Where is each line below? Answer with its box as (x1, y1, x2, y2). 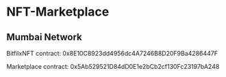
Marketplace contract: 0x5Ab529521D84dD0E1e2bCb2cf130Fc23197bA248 (6, 63, 220, 70)
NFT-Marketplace (6, 4, 110, 20)
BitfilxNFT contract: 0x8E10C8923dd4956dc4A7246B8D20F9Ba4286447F (6, 49, 218, 57)
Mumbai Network (6, 31, 83, 43)
